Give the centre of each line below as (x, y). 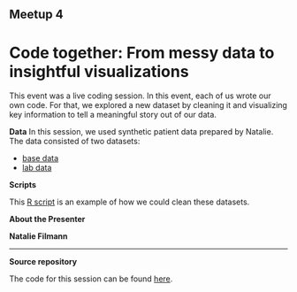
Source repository (43, 262)
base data (40, 158)
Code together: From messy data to (142, 53)
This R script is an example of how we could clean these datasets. (129, 202)
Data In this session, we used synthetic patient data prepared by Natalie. (141, 132)
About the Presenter (47, 219)
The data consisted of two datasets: (75, 142)
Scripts (23, 185)
